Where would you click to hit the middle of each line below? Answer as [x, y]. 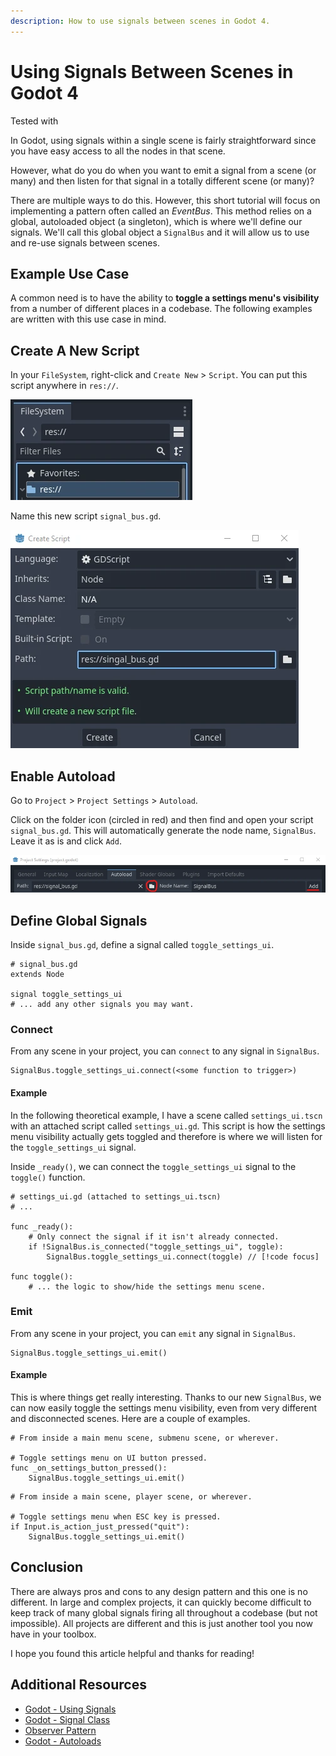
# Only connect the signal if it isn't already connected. [154, 1236]
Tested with [34, 121]
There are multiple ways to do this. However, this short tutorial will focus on [165, 200]
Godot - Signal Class [67, 1719]
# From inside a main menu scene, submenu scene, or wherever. [145, 1438]
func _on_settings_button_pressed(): [89, 1468]
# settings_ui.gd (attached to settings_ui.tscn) [116, 1196]
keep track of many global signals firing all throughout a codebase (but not [164, 1612]
